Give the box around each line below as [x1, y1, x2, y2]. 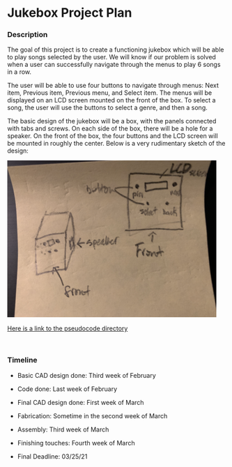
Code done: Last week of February [17, 385, 118, 393]
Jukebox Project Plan [7, 5, 132, 21]
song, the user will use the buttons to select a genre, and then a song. [7, 103, 208, 112]
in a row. [7, 68, 32, 76]
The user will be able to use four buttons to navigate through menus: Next [7, 82, 219, 90]
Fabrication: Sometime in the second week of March [17, 411, 168, 420]
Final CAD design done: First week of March [17, 398, 144, 406]
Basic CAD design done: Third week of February [17, 371, 156, 379]
